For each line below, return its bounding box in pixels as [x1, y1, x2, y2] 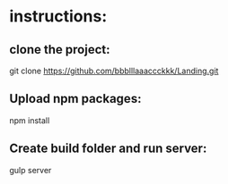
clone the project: [9, 42, 110, 57]
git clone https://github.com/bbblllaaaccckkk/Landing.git [9, 65, 219, 76]
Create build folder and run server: [9, 141, 207, 156]
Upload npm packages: [9, 91, 142, 106]
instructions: [9, 6, 108, 27]
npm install [9, 114, 50, 126]
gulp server [9, 164, 52, 175]
